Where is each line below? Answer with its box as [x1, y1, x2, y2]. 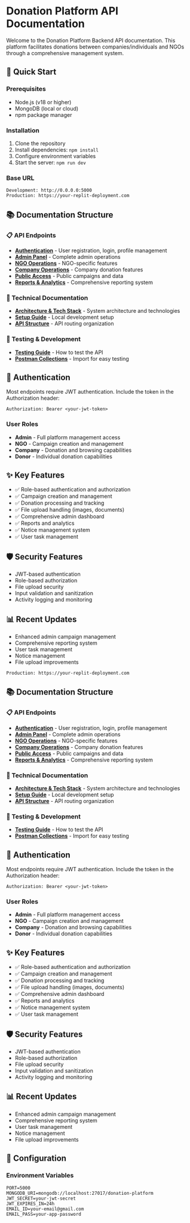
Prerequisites [6, 85, 46, 93]
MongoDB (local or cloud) [14, 105, 79, 112]
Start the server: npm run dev [14, 159, 87, 166]
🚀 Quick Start [6, 67, 57, 77]
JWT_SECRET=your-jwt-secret [6, 1195, 76, 1201]
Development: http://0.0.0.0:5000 [6, 188, 93, 194]
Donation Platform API [6, 4, 118, 18]
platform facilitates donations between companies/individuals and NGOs [6, 43, 185, 50]
